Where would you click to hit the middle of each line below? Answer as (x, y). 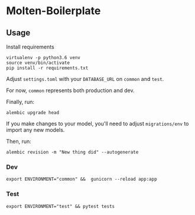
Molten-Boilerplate (53, 11)
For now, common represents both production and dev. (70, 90)
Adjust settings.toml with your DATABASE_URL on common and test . (85, 79)
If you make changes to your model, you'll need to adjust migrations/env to (97, 123)
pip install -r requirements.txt (47, 68)
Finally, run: (20, 102)
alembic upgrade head (33, 113)
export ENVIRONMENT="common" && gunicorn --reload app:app (82, 179)
